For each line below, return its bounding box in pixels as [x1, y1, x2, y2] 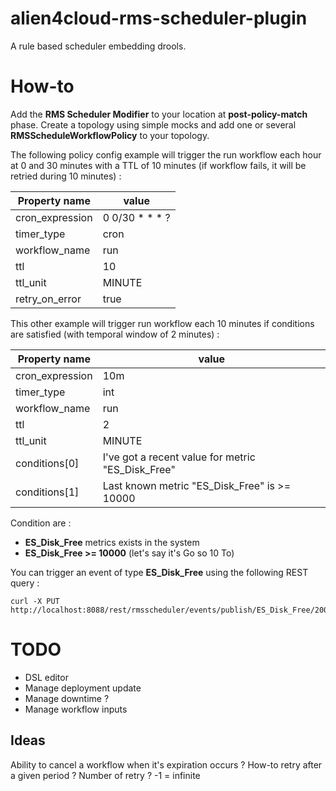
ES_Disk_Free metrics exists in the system [24, 536, 200, 548]
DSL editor [24, 671, 69, 683]
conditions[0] [15, 456, 80, 470]
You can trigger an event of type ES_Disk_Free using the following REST [10, 566, 309, 578]
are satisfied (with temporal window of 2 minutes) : [10, 328, 220, 340]
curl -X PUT [10, 596, 60, 606]
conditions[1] [15, 485, 80, 499]
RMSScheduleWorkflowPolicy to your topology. [10, 129, 210, 141]
